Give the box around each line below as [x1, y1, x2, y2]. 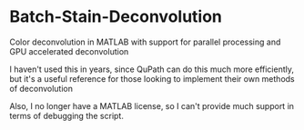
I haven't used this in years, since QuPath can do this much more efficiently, [9, 64, 294, 75]
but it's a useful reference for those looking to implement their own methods [9, 73, 295, 84]
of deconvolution [9, 83, 74, 94]
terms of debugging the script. [9, 110, 125, 121]
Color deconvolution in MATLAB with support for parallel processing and [9, 36, 281, 47]
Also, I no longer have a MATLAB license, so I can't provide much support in [9, 100, 294, 111]
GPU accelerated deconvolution [9, 45, 129, 56]
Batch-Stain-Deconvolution [9, 6, 223, 27]
